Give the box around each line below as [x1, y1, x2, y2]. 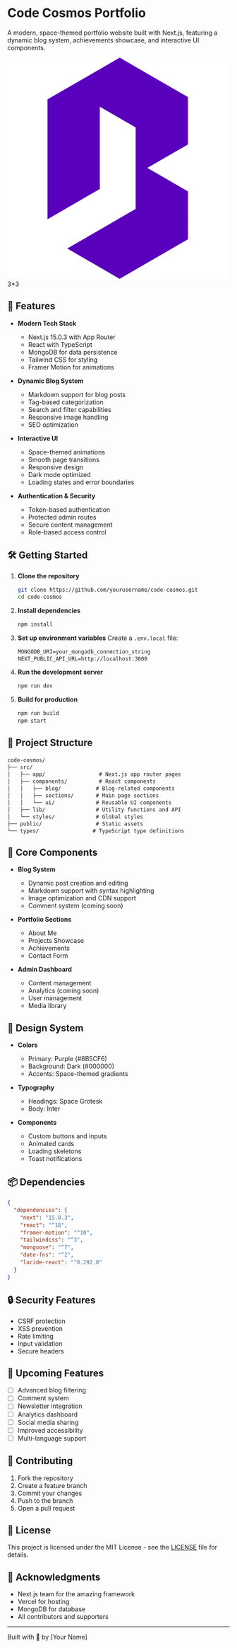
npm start [17, 717, 47, 724]
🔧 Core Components [7, 847, 98, 859]
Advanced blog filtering [17, 1386, 86, 1395]
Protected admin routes [28, 513, 97, 521]
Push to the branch [17, 1496, 73, 1505]
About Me [28, 929, 57, 937]
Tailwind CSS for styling [28, 355, 98, 364]
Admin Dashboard [17, 965, 73, 974]
